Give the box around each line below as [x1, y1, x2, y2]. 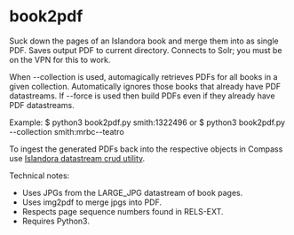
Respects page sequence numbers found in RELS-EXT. [21, 206, 224, 216]
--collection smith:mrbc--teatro [9, 126, 124, 137]
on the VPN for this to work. [9, 54, 111, 65]
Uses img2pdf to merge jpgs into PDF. [21, 197, 163, 208]
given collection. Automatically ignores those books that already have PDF [9, 81, 282, 91]
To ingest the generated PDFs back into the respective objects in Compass [9, 144, 283, 154]
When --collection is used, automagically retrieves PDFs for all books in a [9, 71, 278, 82]
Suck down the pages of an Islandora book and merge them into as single [9, 35, 279, 46]
